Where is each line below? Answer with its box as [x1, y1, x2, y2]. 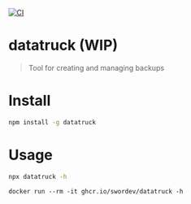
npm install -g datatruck [8, 118, 96, 126]
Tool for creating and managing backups [28, 63, 165, 72]
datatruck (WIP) [8, 37, 119, 54]
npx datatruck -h [8, 172, 67, 180]
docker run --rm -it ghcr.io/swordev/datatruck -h [8, 187, 184, 195]
